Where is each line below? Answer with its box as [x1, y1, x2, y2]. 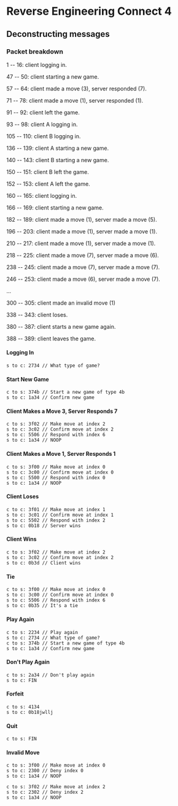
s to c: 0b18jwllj [6, 709, 53, 715]
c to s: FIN [6, 736, 37, 742]
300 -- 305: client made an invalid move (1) [6, 299, 115, 307]
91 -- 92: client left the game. [6, 109, 80, 116]
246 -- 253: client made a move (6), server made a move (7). [6, 275, 161, 283]
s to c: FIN [6, 677, 37, 683]
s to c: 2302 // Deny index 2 [6, 789, 84, 796]
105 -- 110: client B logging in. [6, 132, 81, 139]
